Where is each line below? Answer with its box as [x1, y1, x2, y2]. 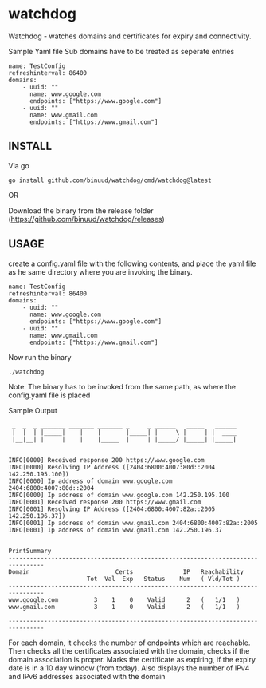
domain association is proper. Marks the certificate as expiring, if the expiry [8, 654, 256, 664]
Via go [8, 160, 29, 170]
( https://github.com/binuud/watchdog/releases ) [8, 214, 165, 223]
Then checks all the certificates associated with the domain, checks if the [8, 646, 250, 655]
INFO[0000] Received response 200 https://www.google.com [8, 456, 205, 464]
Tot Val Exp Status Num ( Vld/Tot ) [86, 575, 241, 583]
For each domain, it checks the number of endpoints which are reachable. [8, 638, 251, 647]
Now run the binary [8, 352, 72, 362]
